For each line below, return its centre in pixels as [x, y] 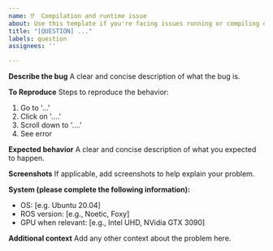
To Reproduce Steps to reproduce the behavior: [89, 92]
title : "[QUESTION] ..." [50, 31]
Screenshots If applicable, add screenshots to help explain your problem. [132, 174]
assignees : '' [32, 46]
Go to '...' [35, 108]
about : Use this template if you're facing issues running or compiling [134, 24]
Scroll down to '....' [51, 125]
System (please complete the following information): [100, 190]
